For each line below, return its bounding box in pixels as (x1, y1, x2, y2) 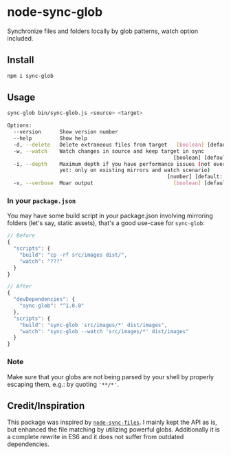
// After (7, 283, 32, 290)
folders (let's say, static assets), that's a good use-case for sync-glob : (7, 219, 205, 227)
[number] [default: (167, 173, 223, 180)
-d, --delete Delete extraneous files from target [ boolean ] (13, 141, 205, 148)
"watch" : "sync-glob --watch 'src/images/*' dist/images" (19, 328, 189, 335)
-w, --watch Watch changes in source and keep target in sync (13, 147, 205, 155)
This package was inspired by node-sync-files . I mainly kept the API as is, (7, 418, 218, 427)
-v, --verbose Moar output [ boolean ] (13, 180, 201, 187)
